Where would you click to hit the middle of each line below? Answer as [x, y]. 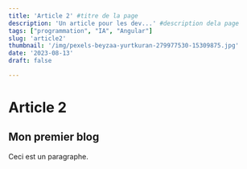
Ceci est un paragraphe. [48, 156]
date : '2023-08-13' [41, 53]
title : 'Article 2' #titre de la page [73, 16]
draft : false [30, 61]
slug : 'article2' [37, 38]
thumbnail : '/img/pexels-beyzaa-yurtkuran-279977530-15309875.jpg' [124, 46]
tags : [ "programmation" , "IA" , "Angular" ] [80, 31]
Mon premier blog [54, 137]
